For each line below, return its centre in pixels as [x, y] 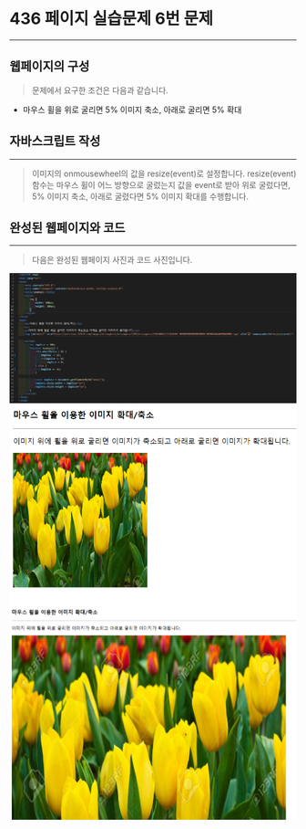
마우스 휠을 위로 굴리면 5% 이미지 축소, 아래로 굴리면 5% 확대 [132, 110]
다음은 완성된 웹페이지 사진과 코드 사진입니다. [112, 260]
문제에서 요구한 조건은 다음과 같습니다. [100, 90]
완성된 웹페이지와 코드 [67, 228]
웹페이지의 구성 [50, 66]
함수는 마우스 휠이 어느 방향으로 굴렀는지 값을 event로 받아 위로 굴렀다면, [161, 184]
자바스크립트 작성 [55, 141]
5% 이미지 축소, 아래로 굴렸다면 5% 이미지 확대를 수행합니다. [140, 196]
